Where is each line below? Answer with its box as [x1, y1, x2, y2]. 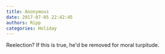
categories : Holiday [6, 25, 58, 31]
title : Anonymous [6, 8, 49, 15]
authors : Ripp [6, 20, 42, 26]
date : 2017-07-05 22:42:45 [6, 14, 73, 20]
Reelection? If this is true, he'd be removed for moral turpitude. [6, 42, 160, 49]
